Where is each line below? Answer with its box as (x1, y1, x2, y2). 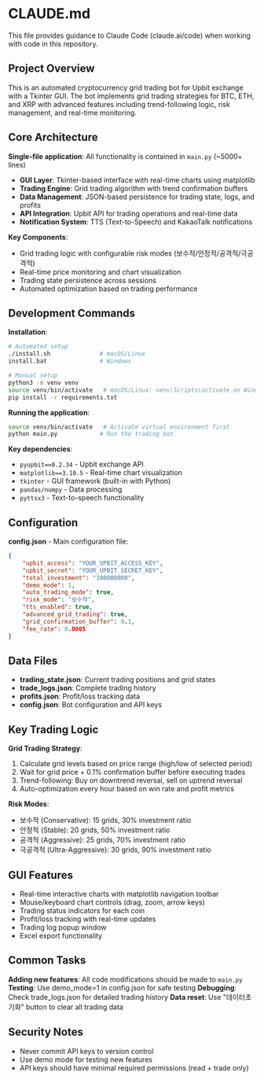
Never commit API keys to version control (19, 1046, 155, 1056)
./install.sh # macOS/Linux (8, 350, 146, 358)
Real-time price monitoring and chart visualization (19, 267, 181, 276)
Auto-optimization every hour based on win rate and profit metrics (19, 784, 234, 794)
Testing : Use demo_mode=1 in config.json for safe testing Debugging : (8, 982, 237, 992)
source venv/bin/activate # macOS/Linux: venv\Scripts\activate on (8, 386, 241, 394)
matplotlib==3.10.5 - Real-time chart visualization (19, 468, 183, 477)
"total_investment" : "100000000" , (22, 573, 135, 582)
